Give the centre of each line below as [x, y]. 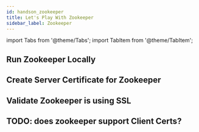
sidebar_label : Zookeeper [39, 23]
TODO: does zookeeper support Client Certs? [94, 121]
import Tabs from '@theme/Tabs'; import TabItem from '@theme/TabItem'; [100, 41]
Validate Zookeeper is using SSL [69, 101]
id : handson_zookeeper [35, 12]
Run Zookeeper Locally [51, 59]
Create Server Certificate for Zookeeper [84, 80]
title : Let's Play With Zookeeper [50, 18]
